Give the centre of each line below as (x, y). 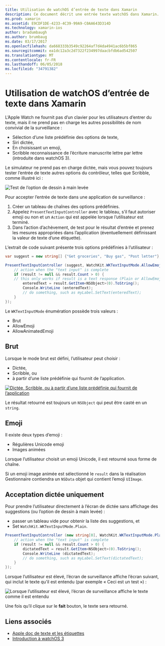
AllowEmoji (23, 326)
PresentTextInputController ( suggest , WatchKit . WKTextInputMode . (73, 265)
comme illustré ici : (24, 178)
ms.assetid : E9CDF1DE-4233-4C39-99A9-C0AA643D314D (58, 23)
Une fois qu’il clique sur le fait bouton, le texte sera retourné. (67, 606)
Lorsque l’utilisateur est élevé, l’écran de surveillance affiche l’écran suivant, (82, 577)
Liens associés (28, 621)
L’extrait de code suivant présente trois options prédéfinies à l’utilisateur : (79, 247)
